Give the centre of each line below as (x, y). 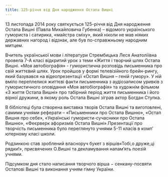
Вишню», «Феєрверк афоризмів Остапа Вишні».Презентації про (74, 123)
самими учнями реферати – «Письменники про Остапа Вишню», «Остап (83, 112)
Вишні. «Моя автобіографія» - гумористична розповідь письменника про (84, 65)
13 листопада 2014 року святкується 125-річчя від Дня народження (78, 24)
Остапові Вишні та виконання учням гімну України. (60, 169)
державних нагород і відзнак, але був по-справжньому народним (76, 40)
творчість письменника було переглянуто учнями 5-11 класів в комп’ (79, 128)
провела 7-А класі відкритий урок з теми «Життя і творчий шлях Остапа (83, 60)
